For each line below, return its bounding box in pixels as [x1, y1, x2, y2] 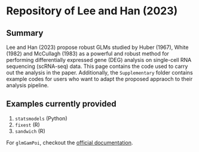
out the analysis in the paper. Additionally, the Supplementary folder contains [6, 69, 193, 76]
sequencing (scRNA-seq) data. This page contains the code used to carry [6, 63, 188, 70]
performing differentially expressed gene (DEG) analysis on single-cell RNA [6, 57, 192, 63]
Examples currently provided [6, 99, 117, 109]
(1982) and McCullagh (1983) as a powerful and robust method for [6, 50, 169, 57]
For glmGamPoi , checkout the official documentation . [6, 139, 133, 146]
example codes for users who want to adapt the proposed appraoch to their [6, 76, 193, 82]
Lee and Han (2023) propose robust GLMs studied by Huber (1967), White [6, 44, 189, 51]
